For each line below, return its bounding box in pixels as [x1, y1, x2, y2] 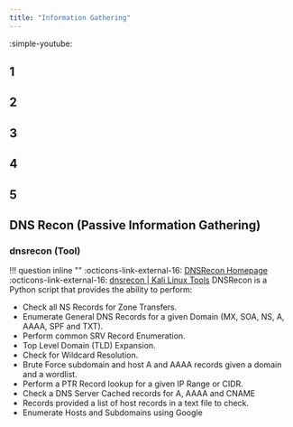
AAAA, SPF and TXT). [22, 321, 104, 332]
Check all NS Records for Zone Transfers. [22, 302, 178, 312]
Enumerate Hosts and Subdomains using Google [22, 407, 203, 418]
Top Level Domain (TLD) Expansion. [22, 340, 156, 351]
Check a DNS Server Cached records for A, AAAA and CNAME [22, 388, 255, 399]
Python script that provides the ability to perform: [9, 284, 193, 295]
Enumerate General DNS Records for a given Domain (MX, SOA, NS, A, [22, 311, 285, 322]
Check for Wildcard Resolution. [22, 349, 139, 361]
